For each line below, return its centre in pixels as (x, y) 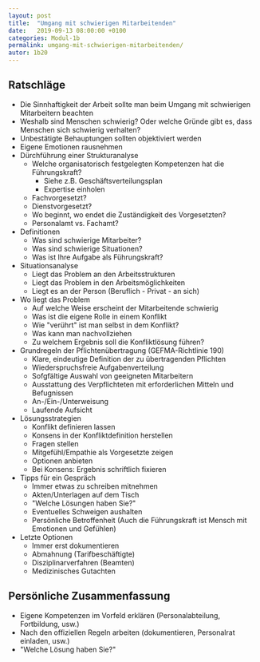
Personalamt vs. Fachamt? (75, 223)
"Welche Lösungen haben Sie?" (84, 503)
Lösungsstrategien (51, 418)
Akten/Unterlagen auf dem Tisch (85, 494)
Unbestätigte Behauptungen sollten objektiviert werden (110, 138)
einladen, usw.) (45, 640)
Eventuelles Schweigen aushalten (87, 511)
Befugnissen (52, 393)
